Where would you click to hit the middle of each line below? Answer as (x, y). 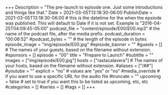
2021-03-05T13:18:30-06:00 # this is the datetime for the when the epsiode (83, 18)
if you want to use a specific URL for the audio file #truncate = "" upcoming (83, 76)
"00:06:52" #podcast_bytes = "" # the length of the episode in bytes (76, 39)
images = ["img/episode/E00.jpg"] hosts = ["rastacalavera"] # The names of (84, 60)
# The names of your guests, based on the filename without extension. (78, 50)
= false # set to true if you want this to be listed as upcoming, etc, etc (77, 81)
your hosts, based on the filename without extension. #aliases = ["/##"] (79, 65)
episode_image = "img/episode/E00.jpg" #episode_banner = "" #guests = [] (84, 44)
